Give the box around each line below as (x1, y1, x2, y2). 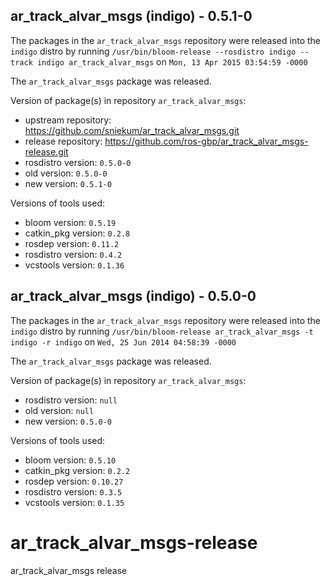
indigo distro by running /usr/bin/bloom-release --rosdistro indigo (10, 45, 297, 57)
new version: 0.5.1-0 (24, 177, 112, 189)
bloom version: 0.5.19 (24, 216, 117, 228)
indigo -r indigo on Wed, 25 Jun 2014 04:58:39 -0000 (10, 335, 237, 348)
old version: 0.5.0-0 (24, 167, 108, 179)
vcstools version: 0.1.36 (24, 259, 125, 271)
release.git (24, 145, 69, 158)
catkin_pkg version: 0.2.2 (24, 464, 131, 476)
